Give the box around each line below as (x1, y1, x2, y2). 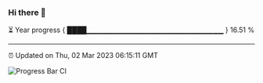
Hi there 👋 (8, 7, 47, 18)
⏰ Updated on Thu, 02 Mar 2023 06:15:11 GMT (8, 51, 159, 60)
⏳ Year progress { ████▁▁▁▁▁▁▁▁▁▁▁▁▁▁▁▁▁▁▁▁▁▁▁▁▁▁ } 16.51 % (8, 25, 255, 34)
